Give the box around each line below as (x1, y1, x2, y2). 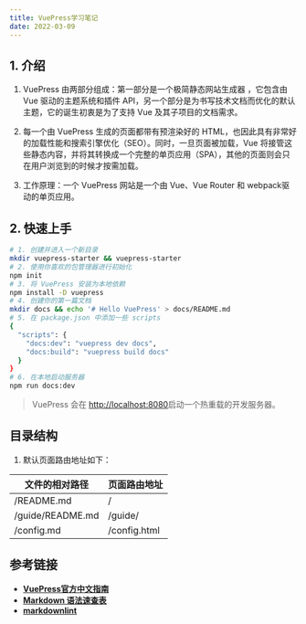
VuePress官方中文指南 (22, 583, 110, 594)
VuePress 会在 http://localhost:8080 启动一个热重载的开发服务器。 (31, 399, 280, 409)
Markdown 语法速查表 (22, 595, 107, 606)
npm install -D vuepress (9, 288, 104, 297)
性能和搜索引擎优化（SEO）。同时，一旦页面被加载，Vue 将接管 (47, 138, 285, 149)
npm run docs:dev (9, 381, 76, 391)
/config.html (108, 524, 160, 536)
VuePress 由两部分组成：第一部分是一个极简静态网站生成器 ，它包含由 (22, 84, 288, 95)
